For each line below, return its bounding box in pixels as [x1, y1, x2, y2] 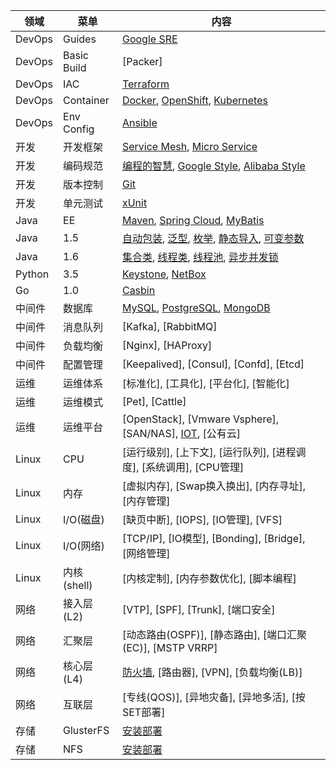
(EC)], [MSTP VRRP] [121, 641, 218, 654]
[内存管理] [121, 494, 171, 508]
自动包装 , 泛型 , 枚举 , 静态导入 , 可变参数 [121, 232, 305, 245]
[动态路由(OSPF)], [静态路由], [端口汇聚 [121, 628, 308, 641]
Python [15, 267, 50, 281]
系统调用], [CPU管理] [145, 460, 245, 474]
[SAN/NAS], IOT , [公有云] [121, 427, 242, 440]
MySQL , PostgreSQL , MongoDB [121, 301, 271, 314]
